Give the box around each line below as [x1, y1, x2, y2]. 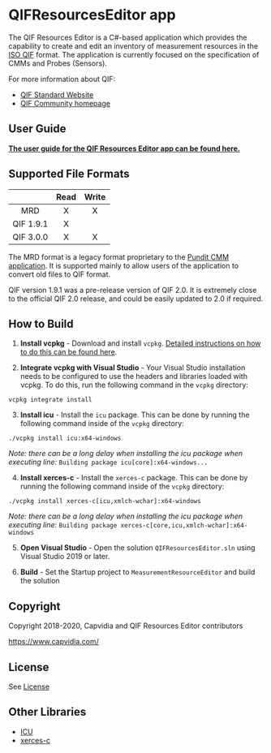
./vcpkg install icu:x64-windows [8, 434, 122, 443]
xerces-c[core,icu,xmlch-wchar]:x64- [120, 522, 248, 530]
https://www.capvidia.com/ [8, 637, 100, 647]
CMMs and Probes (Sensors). [8, 58, 108, 68]
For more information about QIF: [8, 74, 116, 84]
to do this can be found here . [19, 347, 118, 357]
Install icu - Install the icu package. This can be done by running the [19, 410, 250, 420]
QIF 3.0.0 [12, 231, 49, 243]
